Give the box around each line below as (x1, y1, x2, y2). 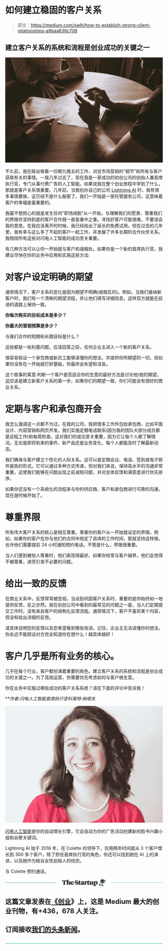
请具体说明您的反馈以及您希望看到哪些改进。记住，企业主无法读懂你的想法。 (5, 625, 163, 631)
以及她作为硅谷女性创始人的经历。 (13, 857, 84, 863)
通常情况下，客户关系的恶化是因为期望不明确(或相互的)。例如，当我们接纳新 (5, 289, 162, 295)
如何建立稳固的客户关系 (5, 5, 102, 16)
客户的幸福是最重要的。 (5, 199, 53, 205)
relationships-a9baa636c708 (17, 28, 77, 34)
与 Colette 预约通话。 (5, 868, 49, 874)
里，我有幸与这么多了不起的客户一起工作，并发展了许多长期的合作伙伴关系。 (5, 229, 163, 235)
